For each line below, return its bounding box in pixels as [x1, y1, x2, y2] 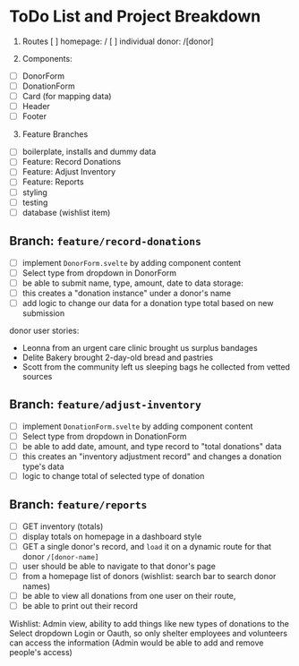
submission [21, 307, 65, 319]
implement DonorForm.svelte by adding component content [21, 257, 242, 268]
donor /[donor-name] [21, 551, 99, 561]
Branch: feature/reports [9, 497, 148, 512]
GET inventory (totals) [21, 521, 104, 532]
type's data [21, 461, 64, 472]
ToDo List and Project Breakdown [9, 6, 261, 27]
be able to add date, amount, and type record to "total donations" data [21, 440, 282, 451]
